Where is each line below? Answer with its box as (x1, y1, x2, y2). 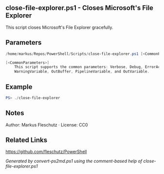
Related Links (5, 136, 48, 144)
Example (5, 83, 33, 91)
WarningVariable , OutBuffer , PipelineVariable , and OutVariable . (14, 69, 150, 74)
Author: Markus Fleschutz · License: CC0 (5, 122, 88, 128)
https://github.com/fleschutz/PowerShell (5, 149, 87, 155)
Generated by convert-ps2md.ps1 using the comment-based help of (5, 158, 143, 164)
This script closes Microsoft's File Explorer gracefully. (5, 24, 113, 30)
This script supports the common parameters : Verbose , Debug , (14, 65, 143, 70)
